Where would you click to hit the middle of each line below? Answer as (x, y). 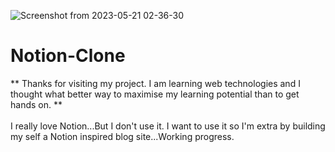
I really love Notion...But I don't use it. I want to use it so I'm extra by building (168, 126)
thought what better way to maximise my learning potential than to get (155, 94)
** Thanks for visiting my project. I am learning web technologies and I (155, 83)
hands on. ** (36, 104)
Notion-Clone (68, 56)
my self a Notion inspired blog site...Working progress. (122, 136)
